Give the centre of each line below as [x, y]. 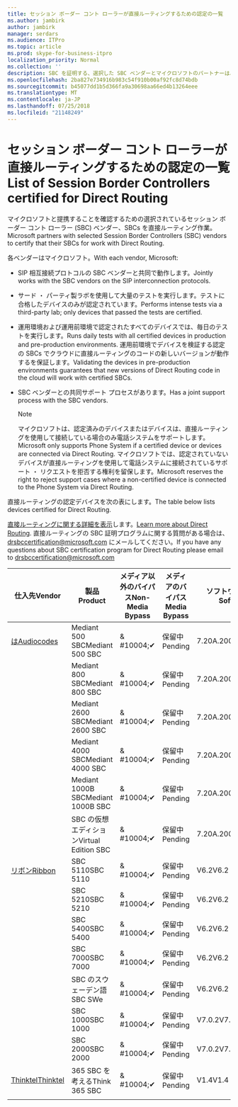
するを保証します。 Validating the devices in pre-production [104, 362]
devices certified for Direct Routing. [59, 509]
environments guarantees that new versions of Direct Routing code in [119, 370]
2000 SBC [88, 1049]
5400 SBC [88, 929]
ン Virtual [86, 840]
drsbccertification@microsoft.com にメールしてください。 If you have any [114, 542]
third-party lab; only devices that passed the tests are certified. [110, 312]
